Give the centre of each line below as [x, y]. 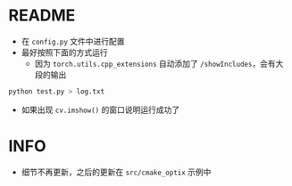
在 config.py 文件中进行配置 [73, 41]
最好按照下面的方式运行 [64, 52]
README [42, 16]
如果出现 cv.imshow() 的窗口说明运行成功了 [100, 109]
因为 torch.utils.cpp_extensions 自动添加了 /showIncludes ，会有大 [159, 63]
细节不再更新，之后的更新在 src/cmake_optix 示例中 [116, 172]
